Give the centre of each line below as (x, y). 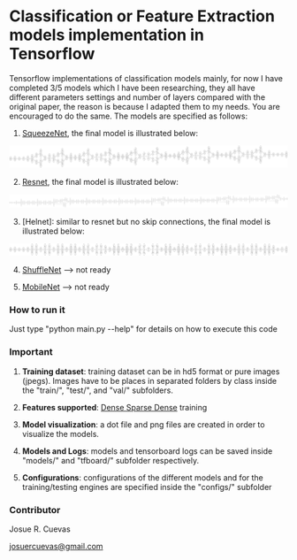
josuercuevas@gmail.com (56, 546)
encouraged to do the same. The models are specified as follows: (129, 116)
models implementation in (107, 35)
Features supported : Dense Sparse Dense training (114, 407)
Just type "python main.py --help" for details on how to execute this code (144, 329)
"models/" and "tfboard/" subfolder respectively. (110, 460)
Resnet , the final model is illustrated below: (100, 182)
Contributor (35, 510)
